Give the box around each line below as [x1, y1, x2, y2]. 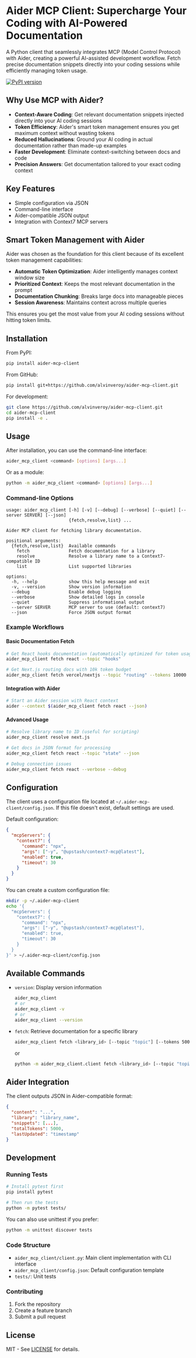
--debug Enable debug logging [11, 589, 121, 595]
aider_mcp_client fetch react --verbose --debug [6, 766, 127, 772]
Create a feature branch [14, 1307, 72, 1314]
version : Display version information [14, 984, 102, 991]
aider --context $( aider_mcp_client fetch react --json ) [6, 704, 148, 709]
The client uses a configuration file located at [6, 798, 115, 805]
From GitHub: [6, 371, 38, 378]
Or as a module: [6, 469, 44, 476]
